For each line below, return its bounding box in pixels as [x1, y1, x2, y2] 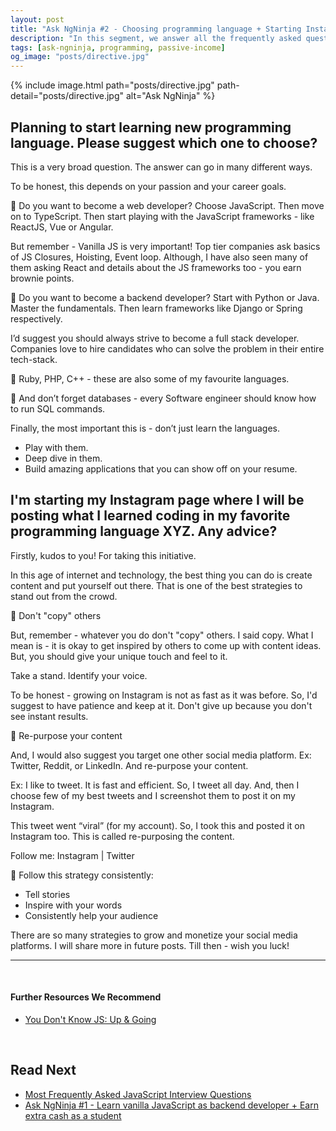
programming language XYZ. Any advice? [10, 523, 278, 540]
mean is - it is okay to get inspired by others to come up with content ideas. [10, 639, 322, 651]
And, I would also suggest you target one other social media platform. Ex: [10, 749, 312, 761]
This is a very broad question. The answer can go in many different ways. [10, 161, 313, 173]
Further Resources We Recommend [10, 991, 162, 1003]
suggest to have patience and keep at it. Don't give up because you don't [10, 699, 313, 711]
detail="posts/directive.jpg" [10, 90, 125, 102]
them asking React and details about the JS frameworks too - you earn [10, 261, 302, 273]
